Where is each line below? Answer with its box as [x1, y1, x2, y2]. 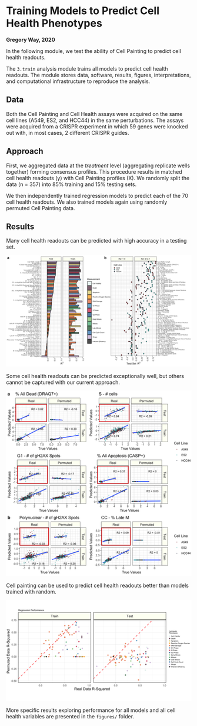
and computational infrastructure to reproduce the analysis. [6, 78, 151, 85]
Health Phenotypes [6, 16, 103, 30]
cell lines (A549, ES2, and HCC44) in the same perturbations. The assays [6, 117, 184, 124]
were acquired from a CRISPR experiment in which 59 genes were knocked [6, 122, 188, 130]
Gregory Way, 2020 [6, 36, 55, 43]
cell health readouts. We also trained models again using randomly [6, 198, 168, 205]
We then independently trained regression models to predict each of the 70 [6, 192, 188, 199]
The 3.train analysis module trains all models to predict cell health [6, 65, 169, 72]
